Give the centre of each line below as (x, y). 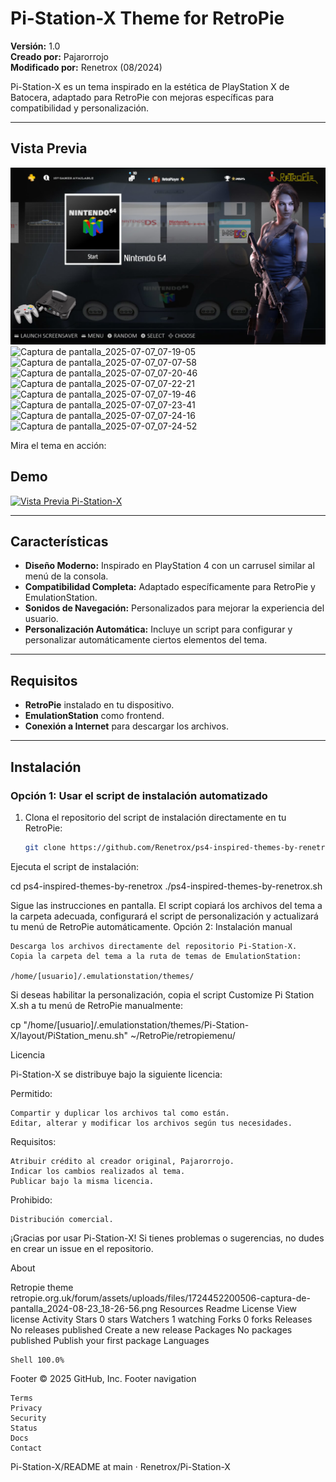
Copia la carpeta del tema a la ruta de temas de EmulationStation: (156, 956)
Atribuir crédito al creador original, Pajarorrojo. (122, 1161)
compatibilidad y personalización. (80, 108)
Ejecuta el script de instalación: (75, 866)
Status (24, 1428)
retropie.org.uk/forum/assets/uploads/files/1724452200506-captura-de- (160, 1298)
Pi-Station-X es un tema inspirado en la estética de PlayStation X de (150, 86)
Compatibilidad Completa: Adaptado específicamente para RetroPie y (170, 587)
